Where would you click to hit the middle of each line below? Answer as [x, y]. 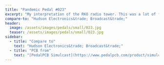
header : [13, 23]
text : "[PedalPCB [31, 55]
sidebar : [14, 37]
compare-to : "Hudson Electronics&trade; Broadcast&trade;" [66, 19]
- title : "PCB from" [30, 50]
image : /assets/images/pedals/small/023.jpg [55, 28]
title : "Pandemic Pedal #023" [36, 10]
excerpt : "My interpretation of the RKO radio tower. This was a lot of [81, 14]
